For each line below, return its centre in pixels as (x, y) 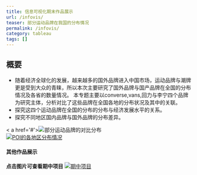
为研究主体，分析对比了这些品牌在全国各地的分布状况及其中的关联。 (98, 102)
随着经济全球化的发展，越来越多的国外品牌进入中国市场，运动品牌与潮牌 (103, 80)
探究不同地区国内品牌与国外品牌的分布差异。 (69, 117)
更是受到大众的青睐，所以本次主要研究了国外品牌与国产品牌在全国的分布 (103, 87)
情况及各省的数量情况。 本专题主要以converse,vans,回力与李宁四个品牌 (101, 95)
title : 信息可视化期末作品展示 (40, 12)
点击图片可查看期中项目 (35, 166)
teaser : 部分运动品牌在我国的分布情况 (48, 23)
